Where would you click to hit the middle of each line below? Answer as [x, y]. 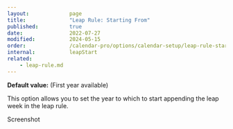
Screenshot [24, 119]
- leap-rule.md [42, 65]
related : [20, 59]
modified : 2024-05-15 [54, 40]
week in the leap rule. [38, 105]
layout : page [44, 14]
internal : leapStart [52, 53]
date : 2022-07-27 [54, 33]
